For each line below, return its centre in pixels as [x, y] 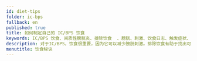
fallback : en [22, 22]
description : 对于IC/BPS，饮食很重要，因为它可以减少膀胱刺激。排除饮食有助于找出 [96, 44]
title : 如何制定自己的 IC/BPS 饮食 [45, 33]
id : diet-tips [23, 11]
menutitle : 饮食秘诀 [29, 49]
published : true [26, 28]
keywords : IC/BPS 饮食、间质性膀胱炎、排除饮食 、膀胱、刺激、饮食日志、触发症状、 [99, 38]
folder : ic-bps [25, 17]
